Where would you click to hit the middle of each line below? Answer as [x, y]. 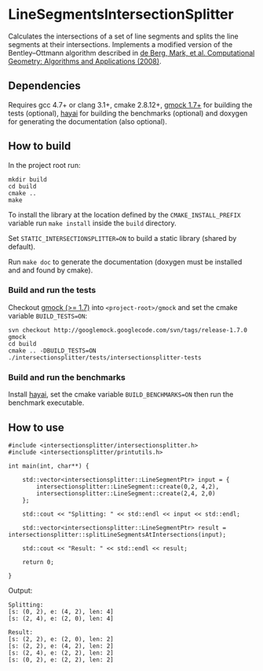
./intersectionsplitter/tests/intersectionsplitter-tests [105, 357]
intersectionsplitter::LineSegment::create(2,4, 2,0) [126, 493]
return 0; [38, 562]
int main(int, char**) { [49, 466]
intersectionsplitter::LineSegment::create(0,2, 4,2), [128, 487]
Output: [20, 590]
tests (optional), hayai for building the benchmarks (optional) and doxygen [128, 113]
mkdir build [27, 179]
